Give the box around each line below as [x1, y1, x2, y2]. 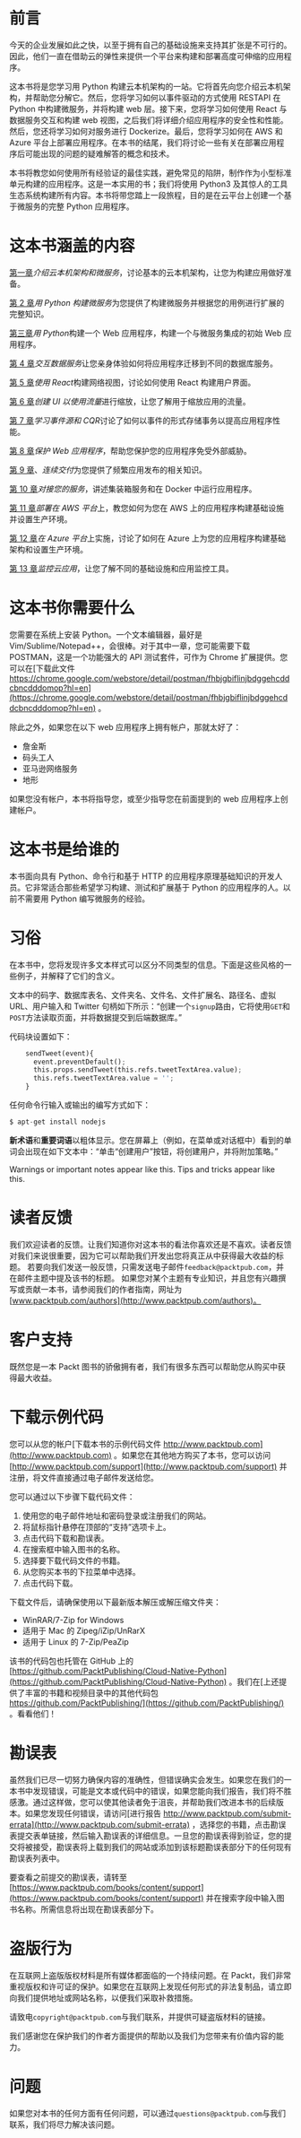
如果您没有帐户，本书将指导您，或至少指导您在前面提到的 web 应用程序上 [9, 793, 280, 804]
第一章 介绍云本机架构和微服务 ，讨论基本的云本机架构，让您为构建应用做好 [9, 266, 284, 278]
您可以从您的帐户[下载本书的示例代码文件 [9, 1438, 162, 1449]
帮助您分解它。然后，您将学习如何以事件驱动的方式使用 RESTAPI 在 [32, 91, 281, 103]
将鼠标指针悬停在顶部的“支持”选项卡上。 [21, 1521, 172, 1532]
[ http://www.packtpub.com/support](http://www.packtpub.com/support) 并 [9, 1461, 288, 1472]
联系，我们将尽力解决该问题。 [9, 2118, 119, 2130]
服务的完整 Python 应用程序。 [24, 201, 134, 212]
